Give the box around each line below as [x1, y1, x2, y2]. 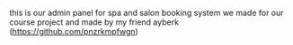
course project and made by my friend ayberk [9, 17, 180, 27]
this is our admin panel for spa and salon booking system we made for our [9, 8, 285, 18]
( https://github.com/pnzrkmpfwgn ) [9, 26, 139, 36]
